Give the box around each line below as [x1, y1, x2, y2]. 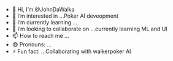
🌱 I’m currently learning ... [12, 19, 78, 26]
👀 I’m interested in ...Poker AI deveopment [12, 12, 118, 20]
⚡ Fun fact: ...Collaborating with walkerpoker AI [12, 48, 131, 55]
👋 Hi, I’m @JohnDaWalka [12, 6, 75, 13]
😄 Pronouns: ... [12, 41, 52, 48]
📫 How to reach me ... [12, 32, 69, 39]
